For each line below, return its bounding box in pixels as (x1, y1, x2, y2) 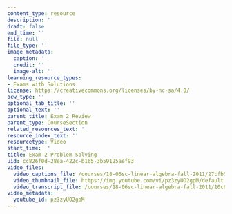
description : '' (7, 17, 54, 23)
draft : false (7, 23, 45, 30)
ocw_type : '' (7, 94, 45, 101)
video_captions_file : (13, 171, 76, 177)
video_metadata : (7, 190, 54, 197)
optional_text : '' (7, 106, 60, 113)
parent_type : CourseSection (7, 119, 88, 126)
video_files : (7, 164, 45, 171)
